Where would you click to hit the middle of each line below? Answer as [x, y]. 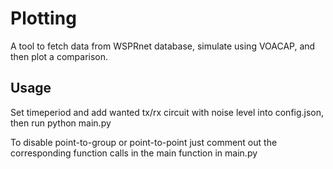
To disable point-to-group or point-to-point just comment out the [144, 142]
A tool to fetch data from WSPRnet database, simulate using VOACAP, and [163, 46]
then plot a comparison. [59, 56]
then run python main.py [61, 123]
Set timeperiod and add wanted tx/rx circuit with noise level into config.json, [167, 112]
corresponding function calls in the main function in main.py [134, 153]
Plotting [43, 18]
